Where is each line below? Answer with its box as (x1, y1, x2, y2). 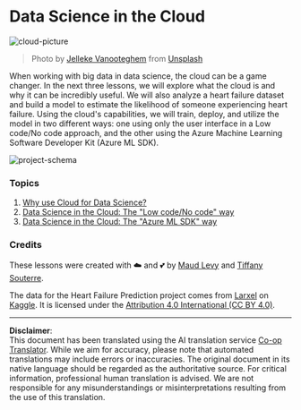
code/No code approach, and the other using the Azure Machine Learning (9, 127, 283, 138)
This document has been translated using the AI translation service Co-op (9, 334, 282, 346)
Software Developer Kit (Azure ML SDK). (9, 137, 159, 148)
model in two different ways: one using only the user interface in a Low (9, 118, 271, 129)
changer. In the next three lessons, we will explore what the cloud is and (9, 80, 276, 90)
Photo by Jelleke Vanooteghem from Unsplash (30, 53, 203, 64)
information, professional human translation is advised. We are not (9, 372, 254, 383)
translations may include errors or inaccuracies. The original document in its (9, 354, 290, 364)
